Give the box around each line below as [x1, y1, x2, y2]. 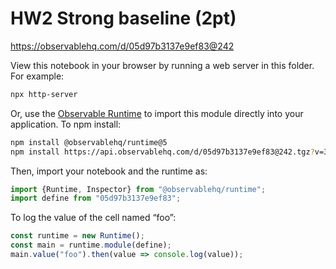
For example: [10, 70, 65, 82]
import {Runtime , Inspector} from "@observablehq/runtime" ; [10, 184, 267, 194]
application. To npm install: [10, 118, 122, 130]
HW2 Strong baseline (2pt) [10, 7, 237, 30]
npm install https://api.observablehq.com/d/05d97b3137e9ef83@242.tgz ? [10, 147, 315, 157]
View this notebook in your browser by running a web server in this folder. [10, 59, 315, 71]
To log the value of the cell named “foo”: [10, 212, 177, 224]
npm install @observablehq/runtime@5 [10, 137, 168, 147]
